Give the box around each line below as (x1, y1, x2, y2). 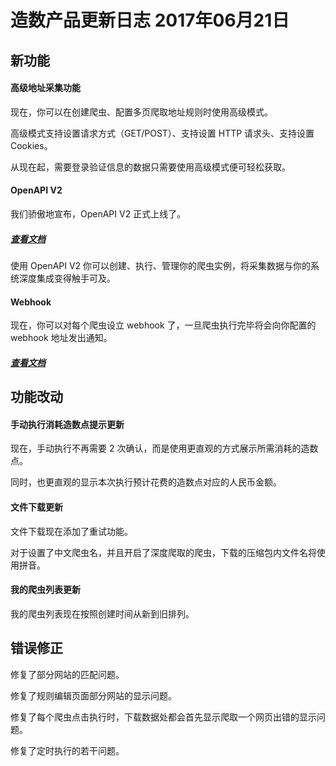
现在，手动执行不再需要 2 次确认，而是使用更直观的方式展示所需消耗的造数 (10, 442, 319, 455)
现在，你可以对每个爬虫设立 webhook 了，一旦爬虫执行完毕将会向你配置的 (10, 319, 317, 331)
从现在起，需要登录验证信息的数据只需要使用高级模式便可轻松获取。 (10, 161, 291, 173)
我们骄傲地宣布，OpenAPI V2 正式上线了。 (10, 207, 187, 220)
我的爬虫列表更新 (10, 584, 81, 596)
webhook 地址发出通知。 (10, 332, 113, 344)
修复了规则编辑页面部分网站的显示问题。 (10, 689, 177, 701)
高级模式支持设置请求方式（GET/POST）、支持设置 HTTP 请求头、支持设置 (10, 127, 315, 139)
